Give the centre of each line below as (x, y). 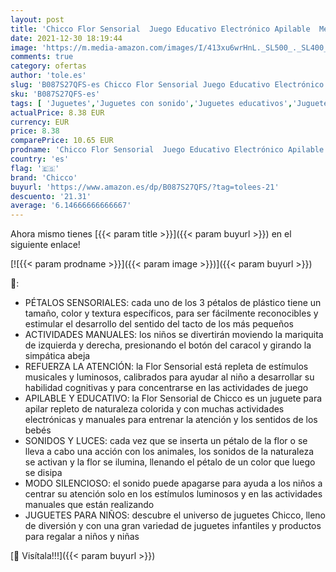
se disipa (43, 473)
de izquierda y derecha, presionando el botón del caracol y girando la (168, 345)
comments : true (42, 57)
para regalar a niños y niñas (82, 537)
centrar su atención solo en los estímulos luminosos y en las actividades (173, 494)
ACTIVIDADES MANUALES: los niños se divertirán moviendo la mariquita (174, 335)
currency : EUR (40, 122)
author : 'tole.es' (48, 76)
